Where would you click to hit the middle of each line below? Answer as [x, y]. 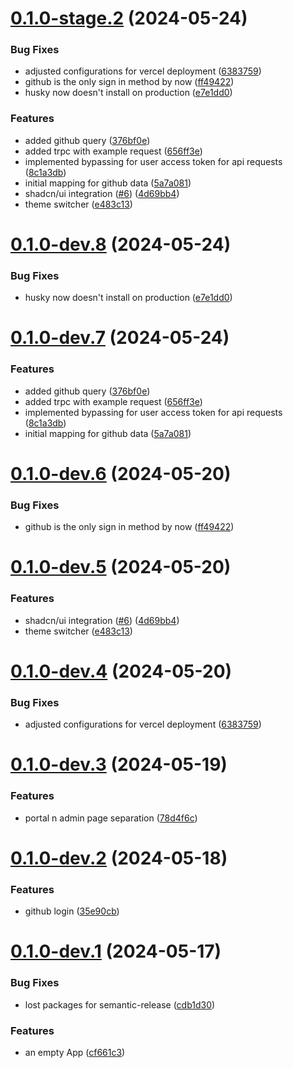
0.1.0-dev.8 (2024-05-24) [121, 244]
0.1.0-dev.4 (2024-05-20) [121, 671]
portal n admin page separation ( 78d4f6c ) [111, 818]
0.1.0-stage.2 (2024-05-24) [129, 18]
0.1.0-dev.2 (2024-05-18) [119, 858]
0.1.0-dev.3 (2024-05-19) [119, 764]
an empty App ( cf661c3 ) [75, 1052]
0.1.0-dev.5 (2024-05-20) [121, 567]
